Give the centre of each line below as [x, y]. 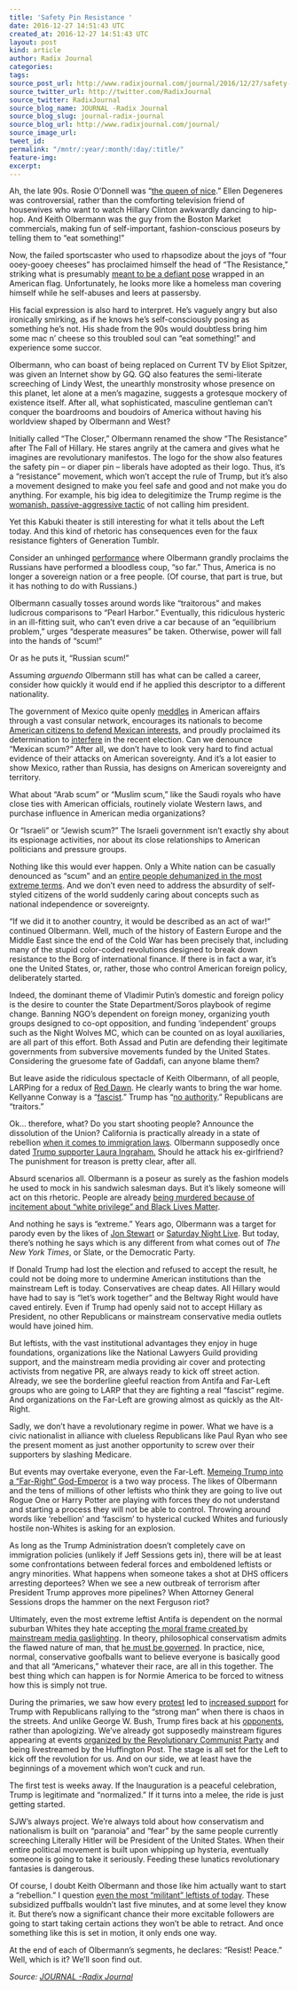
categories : [31, 67]
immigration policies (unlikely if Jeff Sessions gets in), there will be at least [145, 1555]
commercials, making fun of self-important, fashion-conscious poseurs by [145, 229]
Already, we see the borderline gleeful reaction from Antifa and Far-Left [140, 1381]
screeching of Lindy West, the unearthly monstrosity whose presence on [142, 384]
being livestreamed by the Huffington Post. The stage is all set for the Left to [149, 1750]
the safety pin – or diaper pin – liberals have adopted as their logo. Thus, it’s [147, 467]
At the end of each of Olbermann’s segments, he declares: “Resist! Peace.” [145, 1950]
